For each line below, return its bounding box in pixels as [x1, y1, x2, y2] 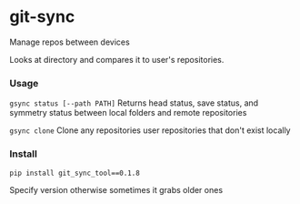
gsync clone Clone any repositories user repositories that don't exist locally [9, 125, 291, 136]
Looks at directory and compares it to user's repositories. [9, 54, 225, 65]
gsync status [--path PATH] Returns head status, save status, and [9, 97, 259, 108]
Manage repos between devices [9, 36, 130, 47]
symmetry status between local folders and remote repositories [9, 107, 247, 118]
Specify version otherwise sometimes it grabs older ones [9, 184, 224, 195]
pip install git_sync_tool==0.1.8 [9, 168, 141, 178]
